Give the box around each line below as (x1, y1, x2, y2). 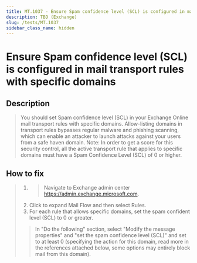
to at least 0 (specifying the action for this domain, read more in (35, 238, 189, 245)
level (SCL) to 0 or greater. (29, 214, 94, 221)
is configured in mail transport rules (6, 63, 185, 76)
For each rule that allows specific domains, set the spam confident (29, 208, 191, 215)
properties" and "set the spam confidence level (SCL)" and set (35, 232, 186, 239)
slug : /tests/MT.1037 (6, 19, 59, 25)
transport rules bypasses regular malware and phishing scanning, (20, 127, 179, 134)
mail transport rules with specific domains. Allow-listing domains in (20, 120, 183, 127)
